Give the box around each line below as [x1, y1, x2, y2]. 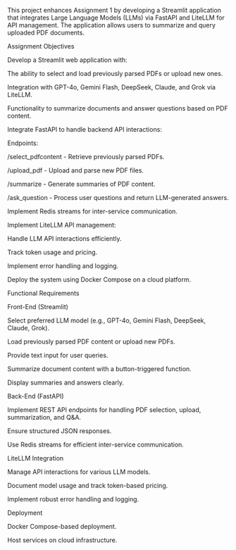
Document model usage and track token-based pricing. [7, 482, 168, 489]
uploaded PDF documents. [7, 28, 85, 37]
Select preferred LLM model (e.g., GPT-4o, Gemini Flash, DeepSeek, [7, 316, 206, 325]
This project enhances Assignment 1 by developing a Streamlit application [7, 6, 222, 14]
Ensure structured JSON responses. [7, 427, 112, 435]
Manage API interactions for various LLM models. [7, 468, 151, 476]
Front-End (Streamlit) [7, 303, 69, 311]
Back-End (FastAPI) [7, 392, 65, 400]
